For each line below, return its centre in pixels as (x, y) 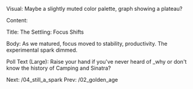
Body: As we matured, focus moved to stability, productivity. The (87, 44)
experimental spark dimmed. (42, 50)
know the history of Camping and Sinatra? (59, 68)
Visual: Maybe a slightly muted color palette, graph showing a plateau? (94, 9)
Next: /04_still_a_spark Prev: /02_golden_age (62, 80)
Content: (17, 20)
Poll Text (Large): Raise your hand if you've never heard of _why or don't (97, 62)
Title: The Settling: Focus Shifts (45, 32)
